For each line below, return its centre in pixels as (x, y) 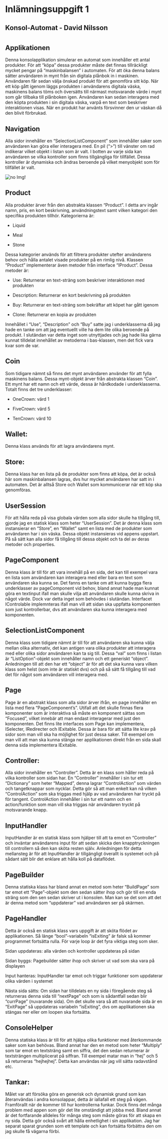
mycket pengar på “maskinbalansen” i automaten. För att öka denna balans (82, 71)
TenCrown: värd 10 (32, 418)
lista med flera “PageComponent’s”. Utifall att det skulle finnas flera (74, 708)
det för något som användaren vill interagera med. (57, 674)
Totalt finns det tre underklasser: (39, 389)
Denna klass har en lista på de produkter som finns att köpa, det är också (80, 474)
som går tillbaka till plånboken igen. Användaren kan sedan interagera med (82, 97)
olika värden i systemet (29, 981)
